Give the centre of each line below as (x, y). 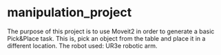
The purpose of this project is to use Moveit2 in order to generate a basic (111, 31)
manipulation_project (70, 13)
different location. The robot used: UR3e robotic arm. (82, 45)
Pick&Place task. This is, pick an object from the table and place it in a (106, 38)
